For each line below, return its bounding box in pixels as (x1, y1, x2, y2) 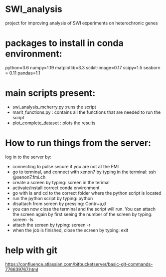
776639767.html (5, 266, 38, 273)
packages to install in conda (5, 37, 124, 49)
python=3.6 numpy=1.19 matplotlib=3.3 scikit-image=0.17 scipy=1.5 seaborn (5, 64, 161, 70)
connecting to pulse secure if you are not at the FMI (12, 163, 119, 169)
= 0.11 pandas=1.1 (5, 70, 40, 76)
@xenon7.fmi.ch (12, 174, 46, 180)
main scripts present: (5, 87, 96, 99)
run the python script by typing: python (12, 195, 93, 201)
